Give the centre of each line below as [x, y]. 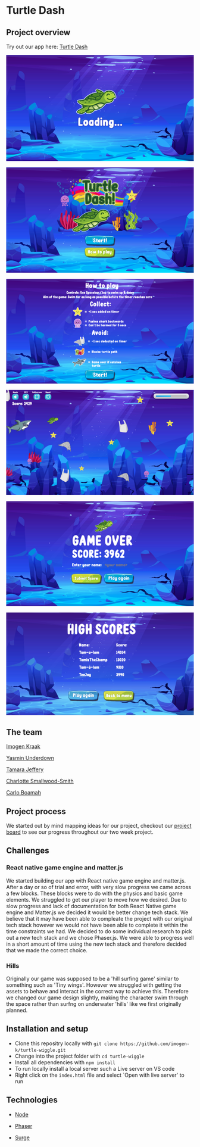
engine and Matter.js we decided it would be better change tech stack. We [97, 912]
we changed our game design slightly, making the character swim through [97, 998]
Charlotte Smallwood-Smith [40, 781]
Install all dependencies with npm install [65, 1062]
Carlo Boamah [24, 793]
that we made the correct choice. [47, 950]
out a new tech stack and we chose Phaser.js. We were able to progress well [100, 937]
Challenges [28, 851]
